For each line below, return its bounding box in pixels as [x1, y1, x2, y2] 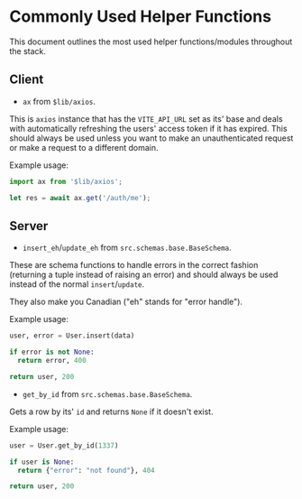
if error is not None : [9, 347, 95, 357]
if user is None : [9, 457, 75, 467]
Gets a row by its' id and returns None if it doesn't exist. [9, 406, 214, 417]
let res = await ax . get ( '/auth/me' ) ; [9, 193, 151, 202]
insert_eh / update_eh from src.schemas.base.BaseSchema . [22, 242, 232, 254]
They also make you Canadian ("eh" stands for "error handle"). [9, 296, 243, 308]
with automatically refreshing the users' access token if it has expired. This [9, 123, 288, 134]
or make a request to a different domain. [9, 142, 159, 152]
